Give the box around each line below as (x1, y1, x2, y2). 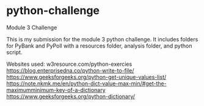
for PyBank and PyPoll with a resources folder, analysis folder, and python (6, 42, 192, 49)
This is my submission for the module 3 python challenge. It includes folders (6, 35, 199, 43)
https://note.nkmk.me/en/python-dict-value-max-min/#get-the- (6, 80, 167, 87)
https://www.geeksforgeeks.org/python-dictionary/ (6, 93, 136, 100)
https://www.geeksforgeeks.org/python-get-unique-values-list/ (6, 73, 167, 80)
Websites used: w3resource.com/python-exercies (6, 60, 133, 68)
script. (6, 48, 23, 55)
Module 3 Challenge (6, 24, 57, 31)
